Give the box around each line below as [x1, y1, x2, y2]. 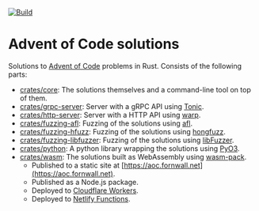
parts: [8, 70, 28, 79]
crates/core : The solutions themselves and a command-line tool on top [19, 85, 251, 94]
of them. [19, 93, 48, 103]
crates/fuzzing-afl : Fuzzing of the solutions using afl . [19, 119, 192, 128]
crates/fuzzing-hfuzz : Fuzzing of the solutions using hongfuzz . [19, 126, 226, 136]
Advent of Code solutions [8, 36, 180, 53]
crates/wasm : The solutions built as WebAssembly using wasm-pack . [19, 152, 247, 161]
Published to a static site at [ [31, 160, 124, 170]
